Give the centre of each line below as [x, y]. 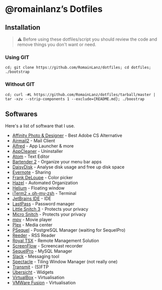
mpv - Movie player [32, 220]
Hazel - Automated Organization [45, 183]
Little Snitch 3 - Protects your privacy [50, 209]
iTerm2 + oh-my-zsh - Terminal [44, 193]
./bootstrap [17, 72]
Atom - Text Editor [31, 156]
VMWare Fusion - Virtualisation [44, 283]
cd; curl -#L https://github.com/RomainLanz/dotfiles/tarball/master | [80, 95]
